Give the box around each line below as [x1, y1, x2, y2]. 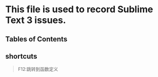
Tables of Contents [5, 35, 68, 43]
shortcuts [5, 52, 37, 61]
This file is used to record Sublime [5, 4, 153, 15]
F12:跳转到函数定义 [17, 66, 58, 72]
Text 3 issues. [5, 14, 66, 26]
